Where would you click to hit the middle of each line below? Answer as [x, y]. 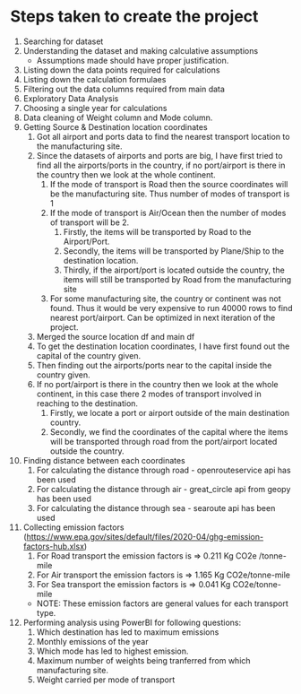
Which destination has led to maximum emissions [128, 632]
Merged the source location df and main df [116, 336]
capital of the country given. [89, 355]
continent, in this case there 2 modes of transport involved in [149, 394]
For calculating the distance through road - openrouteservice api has [163, 470]
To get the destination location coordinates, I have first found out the [163, 346]
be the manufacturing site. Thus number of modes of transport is [170, 194]
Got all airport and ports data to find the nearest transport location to [163, 136]
